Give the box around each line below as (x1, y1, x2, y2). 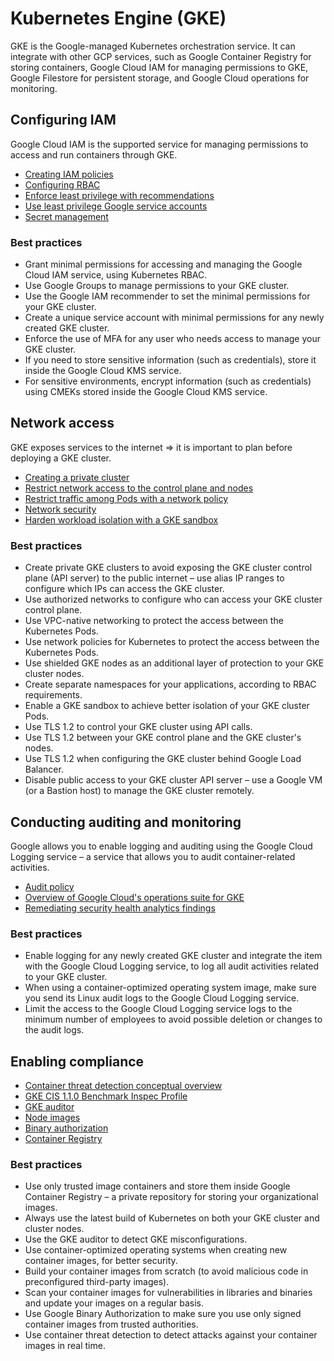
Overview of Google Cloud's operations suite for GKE (24, 891, 245, 903)
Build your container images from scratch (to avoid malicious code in (24, 1265, 309, 1277)
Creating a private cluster (24, 471, 130, 483)
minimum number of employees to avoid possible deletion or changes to (24, 1013, 323, 1026)
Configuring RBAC (24, 178, 101, 191)
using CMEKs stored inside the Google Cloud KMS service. (24, 386, 268, 398)
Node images (24, 1112, 81, 1124)
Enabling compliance (10, 1053, 145, 1070)
